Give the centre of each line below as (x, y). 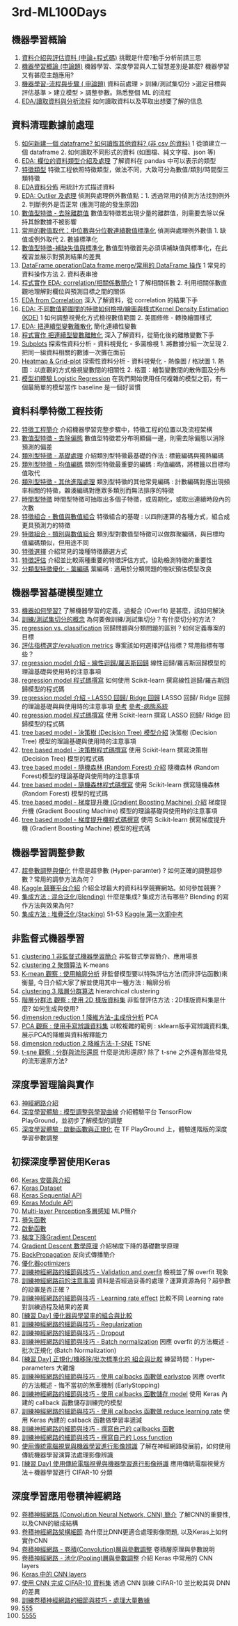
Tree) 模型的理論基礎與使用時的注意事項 (79, 741)
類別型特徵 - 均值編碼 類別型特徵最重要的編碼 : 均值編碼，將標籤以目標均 (126, 464)
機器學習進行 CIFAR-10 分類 (73, 1472)
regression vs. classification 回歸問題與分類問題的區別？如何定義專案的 (123, 628)
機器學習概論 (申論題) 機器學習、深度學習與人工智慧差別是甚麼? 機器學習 (125, 66)
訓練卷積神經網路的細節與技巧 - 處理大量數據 (86, 1600)
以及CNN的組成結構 (50, 1523)
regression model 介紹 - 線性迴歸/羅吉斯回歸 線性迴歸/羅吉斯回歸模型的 (124, 663)
